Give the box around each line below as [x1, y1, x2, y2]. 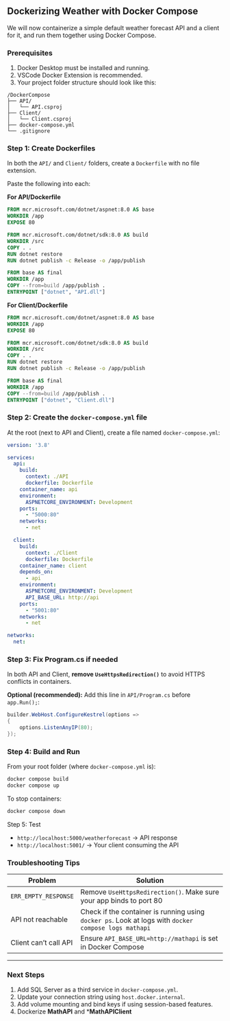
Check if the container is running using [80, 907, 205, 917]
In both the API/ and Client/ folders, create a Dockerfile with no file [7, 159, 200, 168]
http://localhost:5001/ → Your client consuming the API [16, 840, 179, 849]
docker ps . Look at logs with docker [80, 916, 194, 926]
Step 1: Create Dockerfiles [7, 144, 96, 153]
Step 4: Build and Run [7, 746, 80, 756]
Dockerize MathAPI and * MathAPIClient [16, 1007, 132, 1016]
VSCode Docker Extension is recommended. [16, 71, 143, 80]
